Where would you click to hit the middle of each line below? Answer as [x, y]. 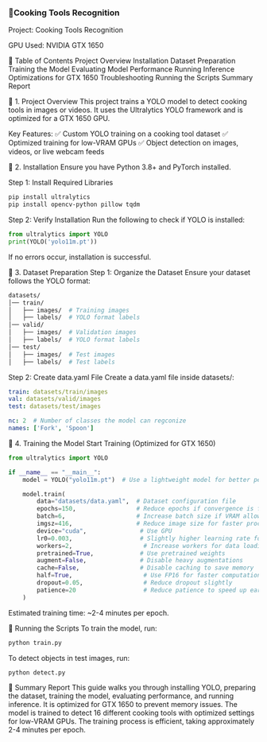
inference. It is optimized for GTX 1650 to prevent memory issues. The [123, 705]
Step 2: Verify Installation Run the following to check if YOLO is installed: [126, 220]
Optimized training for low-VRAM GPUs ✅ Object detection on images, [124, 143]
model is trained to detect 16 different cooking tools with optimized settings [132, 713]
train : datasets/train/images [58, 392]
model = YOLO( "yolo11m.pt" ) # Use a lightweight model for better [136, 480]
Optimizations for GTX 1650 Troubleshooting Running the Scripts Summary [131, 78]
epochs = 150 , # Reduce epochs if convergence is [145, 509]
